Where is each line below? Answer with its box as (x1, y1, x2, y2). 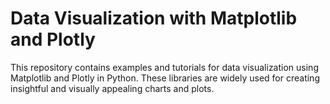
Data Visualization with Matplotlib (10, 7, 298, 30)
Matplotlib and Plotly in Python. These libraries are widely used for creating (10, 72, 320, 84)
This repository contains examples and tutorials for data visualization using (10, 61, 319, 73)
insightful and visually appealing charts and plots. (10, 82, 215, 94)
